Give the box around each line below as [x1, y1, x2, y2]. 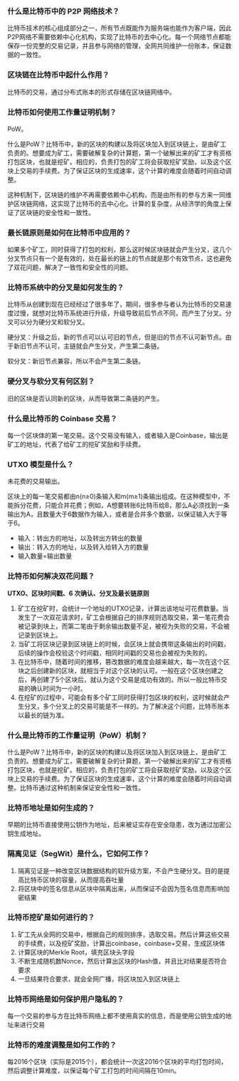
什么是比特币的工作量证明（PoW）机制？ [7, 730, 148, 740]
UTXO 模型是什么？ [7, 460, 74, 469]
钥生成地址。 [7, 829, 45, 838]
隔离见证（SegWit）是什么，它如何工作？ [7, 849, 150, 859]
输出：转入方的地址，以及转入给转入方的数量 [17, 543, 149, 552]
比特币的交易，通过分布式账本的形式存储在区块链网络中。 [7, 88, 176, 96]
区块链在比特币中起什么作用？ [7, 70, 110, 80]
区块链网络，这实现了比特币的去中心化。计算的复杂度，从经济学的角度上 [13, 199, 225, 208]
